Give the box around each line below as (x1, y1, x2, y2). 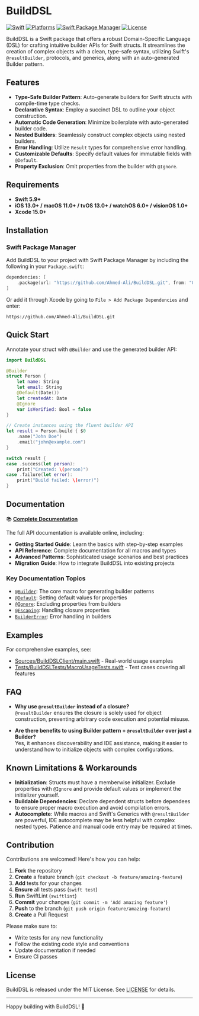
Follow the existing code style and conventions (14, 941, 130, 948)
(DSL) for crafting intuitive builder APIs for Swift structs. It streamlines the (6, 41, 185, 49)
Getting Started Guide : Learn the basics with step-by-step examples (14, 541, 184, 548)
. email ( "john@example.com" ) (17, 439, 86, 445)
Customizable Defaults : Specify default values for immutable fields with (14, 150, 192, 157)
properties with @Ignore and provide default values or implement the (14, 785, 181, 792)
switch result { (6, 455, 46, 461)
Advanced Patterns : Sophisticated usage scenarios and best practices (14, 553, 188, 560)
